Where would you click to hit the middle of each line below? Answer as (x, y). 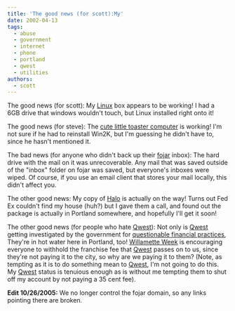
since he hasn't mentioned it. (49, 142)
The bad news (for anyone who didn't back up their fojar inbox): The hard (113, 155)
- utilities (31, 72)
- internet (29, 46)
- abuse (25, 33)
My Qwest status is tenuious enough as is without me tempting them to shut (117, 272)
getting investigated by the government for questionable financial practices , (117, 234)
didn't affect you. (32, 185)
